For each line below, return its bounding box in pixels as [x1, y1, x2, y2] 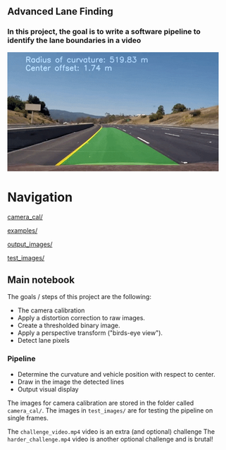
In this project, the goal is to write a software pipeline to [7, 27, 201, 37]
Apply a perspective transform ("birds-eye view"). [17, 329, 163, 337]
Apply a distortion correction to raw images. [17, 314, 146, 322]
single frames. [7, 413, 49, 422]
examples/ [7, 226, 38, 235]
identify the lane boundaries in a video [7, 35, 142, 45]
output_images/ [7, 240, 53, 248]
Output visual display [17, 384, 79, 394]
